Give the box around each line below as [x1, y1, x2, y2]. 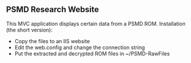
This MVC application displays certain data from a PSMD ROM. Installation [6, 20, 186, 27]
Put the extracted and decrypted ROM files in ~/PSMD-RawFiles [14, 50, 170, 57]
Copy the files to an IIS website [14, 37, 90, 44]
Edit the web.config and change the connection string [14, 44, 145, 51]
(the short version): [6, 26, 53, 33]
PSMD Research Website [6, 5, 99, 15]
